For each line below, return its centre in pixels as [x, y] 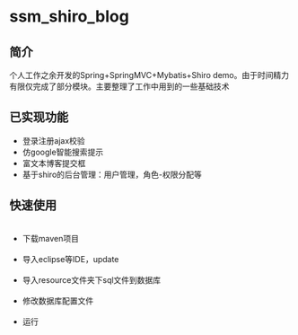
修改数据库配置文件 [58, 300]
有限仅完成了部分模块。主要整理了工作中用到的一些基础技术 [119, 86]
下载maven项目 [50, 238]
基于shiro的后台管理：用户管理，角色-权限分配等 [112, 174]
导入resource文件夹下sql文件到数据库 [92, 279]
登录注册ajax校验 [53, 140]
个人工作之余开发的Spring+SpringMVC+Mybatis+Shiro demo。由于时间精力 [149, 75]
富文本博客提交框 [54, 163]
